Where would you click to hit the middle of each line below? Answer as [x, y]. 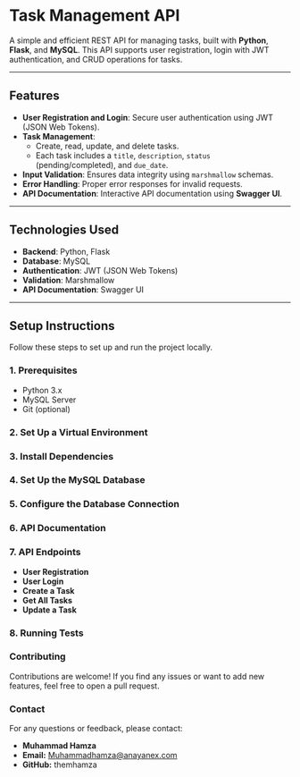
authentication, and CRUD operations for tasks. [96, 59]
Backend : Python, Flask [66, 251]
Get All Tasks [47, 600]
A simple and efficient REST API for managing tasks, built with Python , [139, 40]
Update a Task [50, 610]
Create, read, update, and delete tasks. [107, 146]
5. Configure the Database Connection [95, 504]
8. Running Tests [46, 633]
